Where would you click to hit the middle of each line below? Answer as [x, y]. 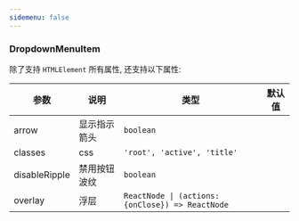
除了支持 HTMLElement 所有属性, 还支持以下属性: [95, 69]
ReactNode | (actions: [171, 196]
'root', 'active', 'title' [181, 152]
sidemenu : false [39, 17]
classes [30, 152]
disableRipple [42, 175]
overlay [29, 200]
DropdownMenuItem [55, 48]
